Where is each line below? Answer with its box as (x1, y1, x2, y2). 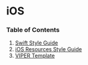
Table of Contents (6, 26, 60, 34)
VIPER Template (14, 52, 55, 60)
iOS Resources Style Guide (14, 46, 83, 53)
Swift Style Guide (14, 39, 58, 46)
